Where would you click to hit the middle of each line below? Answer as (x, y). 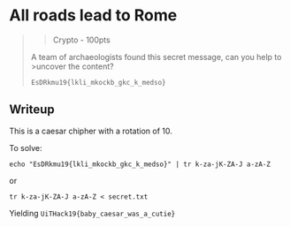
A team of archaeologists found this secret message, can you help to (156, 57)
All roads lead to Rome (93, 15)
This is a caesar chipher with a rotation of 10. (91, 131)
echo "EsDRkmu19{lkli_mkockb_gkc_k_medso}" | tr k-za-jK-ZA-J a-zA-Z (140, 164)
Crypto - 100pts (81, 40)
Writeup (32, 110)
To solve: (26, 148)
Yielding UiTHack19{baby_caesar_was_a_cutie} (92, 213)
